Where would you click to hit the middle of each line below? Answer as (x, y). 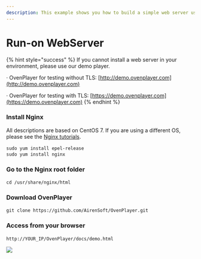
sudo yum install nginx (36, 154)
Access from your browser (46, 226)
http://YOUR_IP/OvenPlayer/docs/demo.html (60, 239)
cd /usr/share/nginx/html (38, 182)
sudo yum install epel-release (45, 148)
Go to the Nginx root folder (46, 169)
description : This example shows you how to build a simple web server (97, 13)
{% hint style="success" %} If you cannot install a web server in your (92, 59)
